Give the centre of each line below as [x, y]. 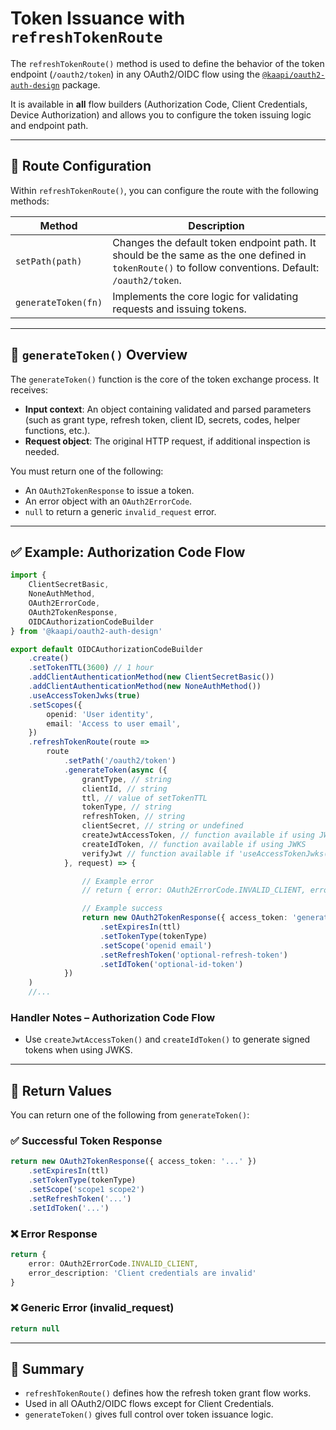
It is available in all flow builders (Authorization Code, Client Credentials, [159, 104]
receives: [29, 389]
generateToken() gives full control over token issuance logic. [149, 1414]
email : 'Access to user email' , [114, 723]
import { [28, 575]
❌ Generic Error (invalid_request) [92, 1308]
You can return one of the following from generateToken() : [130, 1115]
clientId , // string [124, 788]
